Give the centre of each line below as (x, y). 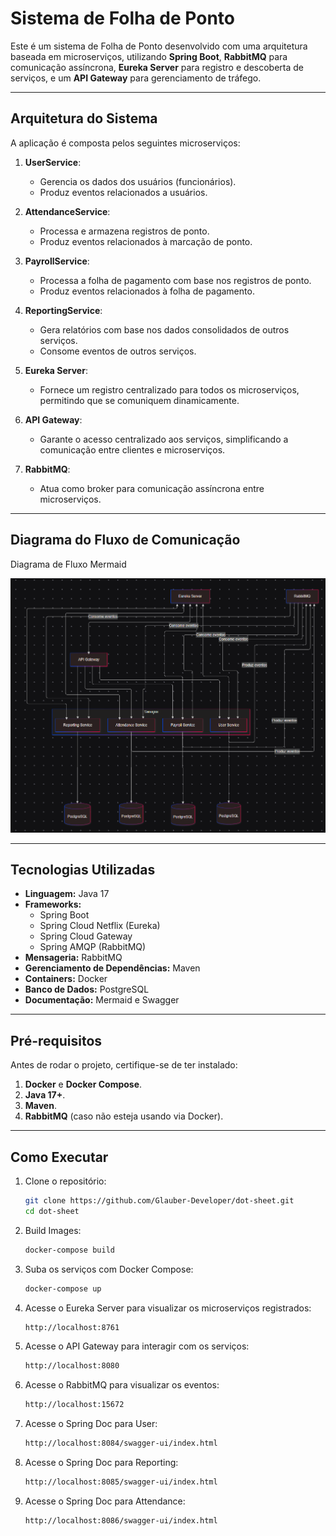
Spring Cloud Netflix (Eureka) (100, 926)
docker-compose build (69, 1250)
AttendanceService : (67, 211)
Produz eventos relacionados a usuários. (123, 192)
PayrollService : (57, 261)
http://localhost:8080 (72, 1366)
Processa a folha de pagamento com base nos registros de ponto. (175, 280)
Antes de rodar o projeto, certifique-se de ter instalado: (124, 1065)
